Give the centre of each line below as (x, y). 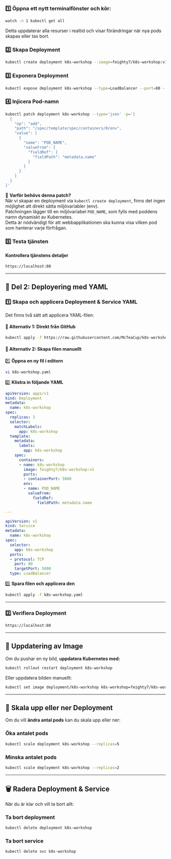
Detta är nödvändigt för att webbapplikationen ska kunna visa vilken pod (81, 222)
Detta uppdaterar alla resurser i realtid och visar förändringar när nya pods (83, 31)
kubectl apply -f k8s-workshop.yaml (44, 595)
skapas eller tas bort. (27, 36)
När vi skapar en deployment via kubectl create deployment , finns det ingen (85, 200)
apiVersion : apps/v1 (27, 393)
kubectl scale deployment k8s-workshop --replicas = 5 (62, 744)
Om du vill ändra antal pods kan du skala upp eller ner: (63, 720)
